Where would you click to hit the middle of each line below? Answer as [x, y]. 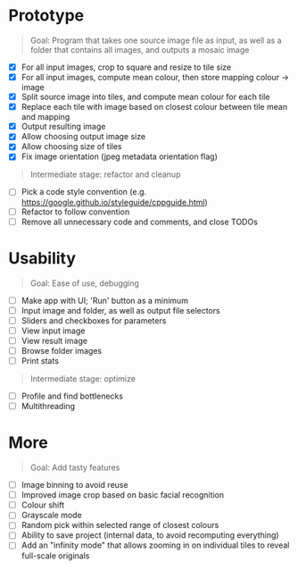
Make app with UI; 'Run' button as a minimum [105, 300]
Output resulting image [63, 127]
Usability [42, 258]
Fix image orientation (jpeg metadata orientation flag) [119, 156]
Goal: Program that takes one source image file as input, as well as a [156, 40]
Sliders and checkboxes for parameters [94, 320]
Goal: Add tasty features [75, 468]
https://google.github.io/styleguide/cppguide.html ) [114, 202]
